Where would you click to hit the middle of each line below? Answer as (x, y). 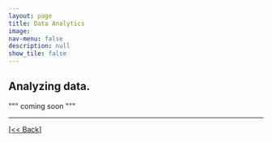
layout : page (30, 16)
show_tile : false (38, 54)
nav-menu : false (36, 39)
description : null (39, 46)
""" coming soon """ (42, 105)
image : (19, 31)
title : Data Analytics (47, 24)
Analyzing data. (49, 86)
